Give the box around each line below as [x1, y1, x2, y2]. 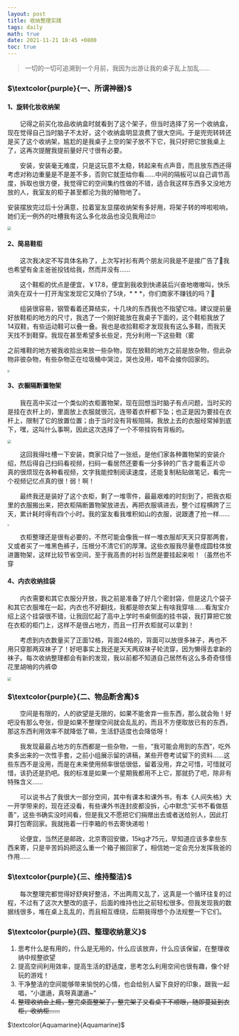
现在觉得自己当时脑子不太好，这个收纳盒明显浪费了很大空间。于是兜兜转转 [7, 129, 225, 137]
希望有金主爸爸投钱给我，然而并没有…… [13, 265, 131, 274]
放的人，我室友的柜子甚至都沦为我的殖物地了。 [7, 188, 144, 196]
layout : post [7, 10, 46, 18]
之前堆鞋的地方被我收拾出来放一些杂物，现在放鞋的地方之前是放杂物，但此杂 [7, 346, 232, 355]
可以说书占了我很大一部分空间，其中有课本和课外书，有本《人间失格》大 [20, 793, 232, 801]
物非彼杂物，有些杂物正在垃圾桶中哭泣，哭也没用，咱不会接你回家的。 [7, 355, 213, 363]
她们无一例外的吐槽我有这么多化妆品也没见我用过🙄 [7, 212, 156, 220]
